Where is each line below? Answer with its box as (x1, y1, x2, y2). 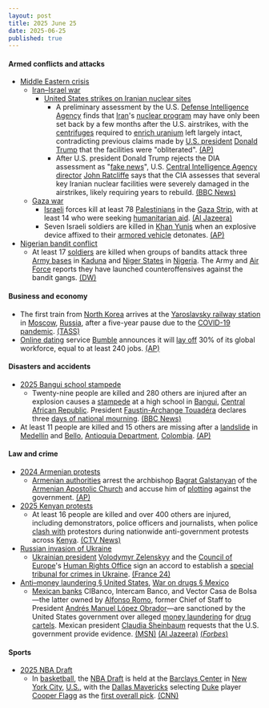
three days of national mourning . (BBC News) (31, 413, 182, 423)
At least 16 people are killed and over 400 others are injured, (31, 510, 231, 519)
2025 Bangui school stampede (19, 379, 122, 389)
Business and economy (8, 291, 88, 301)
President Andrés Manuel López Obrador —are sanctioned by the (31, 604, 246, 613)
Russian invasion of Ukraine (19, 543, 112, 554)
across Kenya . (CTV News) (31, 535, 122, 545)
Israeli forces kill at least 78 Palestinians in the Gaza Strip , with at (43, 205, 259, 214)
